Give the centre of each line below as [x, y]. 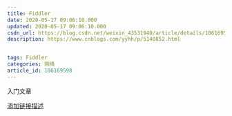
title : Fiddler [29, 13]
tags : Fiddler [28, 58]
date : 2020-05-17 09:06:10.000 [52, 20]
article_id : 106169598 [40, 70]
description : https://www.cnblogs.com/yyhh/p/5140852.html [94, 39]
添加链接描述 [25, 106]
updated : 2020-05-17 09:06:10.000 [57, 26]
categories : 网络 [31, 64]
